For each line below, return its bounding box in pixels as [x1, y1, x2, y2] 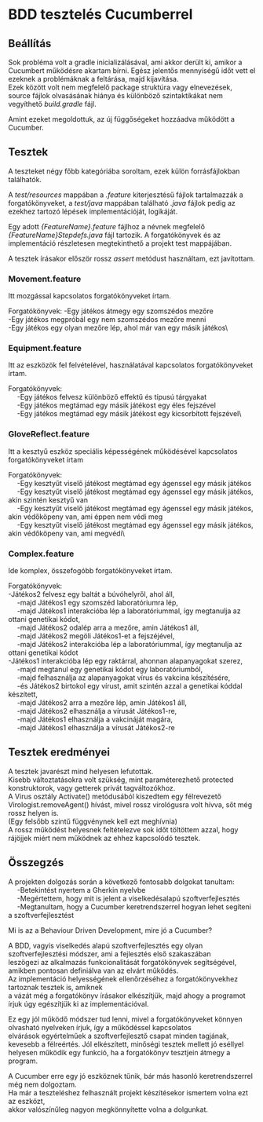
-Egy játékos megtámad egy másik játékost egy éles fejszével [16, 400, 216, 410]
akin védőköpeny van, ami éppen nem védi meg [8, 512, 163, 521]
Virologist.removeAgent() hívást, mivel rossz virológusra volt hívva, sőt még [8, 799, 253, 810]
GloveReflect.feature [8, 429, 90, 440]
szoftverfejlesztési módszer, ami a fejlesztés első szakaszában [8, 948, 211, 959]
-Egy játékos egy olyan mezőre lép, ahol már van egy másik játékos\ [8, 323, 228, 333]
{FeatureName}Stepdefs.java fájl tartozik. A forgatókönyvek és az [8, 230, 221, 239]
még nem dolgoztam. [8, 1080, 77, 1089]
